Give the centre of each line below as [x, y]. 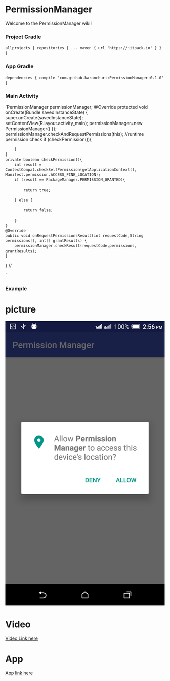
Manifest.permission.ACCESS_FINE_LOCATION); [53, 175]
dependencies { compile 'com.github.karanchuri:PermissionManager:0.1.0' [85, 78]
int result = [28, 164]
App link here [19, 673]
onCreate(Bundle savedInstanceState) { [47, 112]
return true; [37, 190]
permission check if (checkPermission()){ [49, 139]
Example [16, 288]
